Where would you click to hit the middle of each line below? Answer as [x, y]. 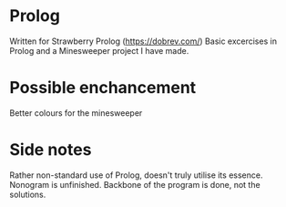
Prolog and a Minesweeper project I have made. [99, 50]
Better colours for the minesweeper [76, 113]
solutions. [28, 194]
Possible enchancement [103, 88]
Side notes [51, 150]
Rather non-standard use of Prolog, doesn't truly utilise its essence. [136, 175]
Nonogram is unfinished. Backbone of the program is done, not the [135, 184]
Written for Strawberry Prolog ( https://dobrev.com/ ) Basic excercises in [143, 41]
